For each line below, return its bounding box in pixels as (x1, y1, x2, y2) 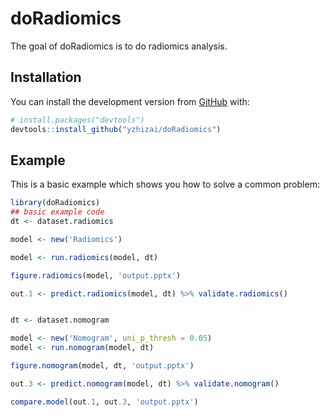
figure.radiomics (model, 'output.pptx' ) (10, 270, 182, 281)
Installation (10, 69, 82, 86)
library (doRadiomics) (10, 198, 101, 208)
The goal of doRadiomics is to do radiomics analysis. (10, 40, 228, 52)
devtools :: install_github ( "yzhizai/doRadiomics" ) (10, 124, 222, 134)
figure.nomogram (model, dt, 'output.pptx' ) (10, 361, 195, 371)
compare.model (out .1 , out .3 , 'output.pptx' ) (10, 397, 199, 407)
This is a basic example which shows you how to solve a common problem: (10, 178, 320, 191)
